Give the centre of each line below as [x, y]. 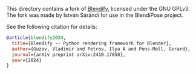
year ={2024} [27, 60]
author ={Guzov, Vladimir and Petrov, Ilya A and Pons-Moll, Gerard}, [101, 49]
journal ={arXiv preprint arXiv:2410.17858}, [69, 54]
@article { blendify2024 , [36, 38]
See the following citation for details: [52, 27]
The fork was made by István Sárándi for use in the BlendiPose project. [95, 15]
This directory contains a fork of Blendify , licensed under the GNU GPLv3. [98, 9]
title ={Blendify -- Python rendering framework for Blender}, [92, 43]
